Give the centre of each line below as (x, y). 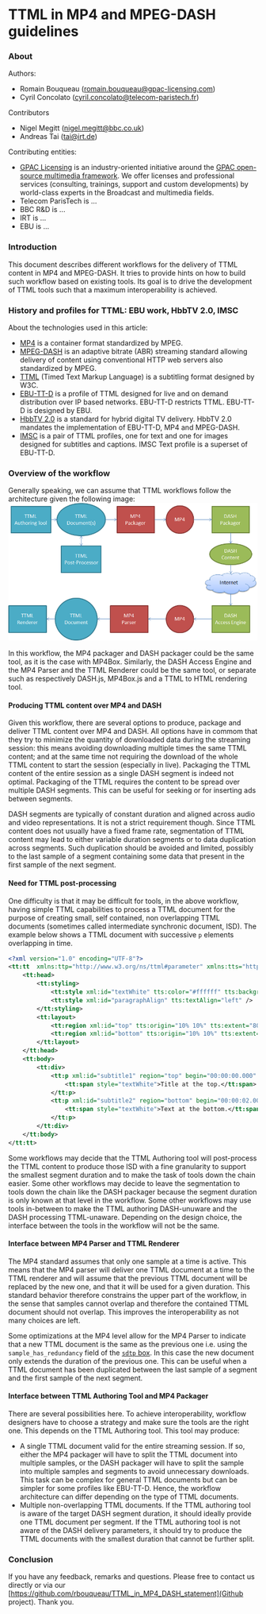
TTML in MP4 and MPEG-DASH (112, 15)
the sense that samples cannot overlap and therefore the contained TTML (129, 1303)
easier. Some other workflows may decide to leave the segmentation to (124, 1183)
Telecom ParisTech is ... (58, 201)
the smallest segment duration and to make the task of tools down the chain (132, 1175)
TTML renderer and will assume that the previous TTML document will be (128, 1278)
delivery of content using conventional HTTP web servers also (121, 360)
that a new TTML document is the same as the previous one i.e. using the (128, 1344)
